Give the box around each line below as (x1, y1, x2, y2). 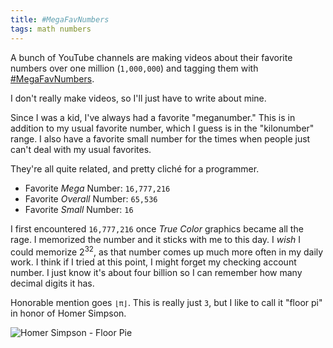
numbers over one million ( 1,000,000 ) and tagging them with (10, 62, 259, 74)
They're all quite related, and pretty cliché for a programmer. (10, 162, 260, 175)
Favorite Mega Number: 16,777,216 (24, 182, 171, 194)
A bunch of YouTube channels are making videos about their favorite (10, 51, 293, 63)
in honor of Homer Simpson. (10, 307, 127, 320)
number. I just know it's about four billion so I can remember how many (10, 267, 303, 279)
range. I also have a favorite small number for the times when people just (10, 132, 311, 145)
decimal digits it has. (10, 277, 95, 290)
